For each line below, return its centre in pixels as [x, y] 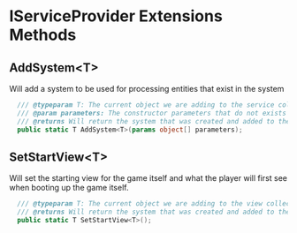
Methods [43, 35]
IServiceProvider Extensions [116, 16]
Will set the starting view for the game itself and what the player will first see [148, 178]
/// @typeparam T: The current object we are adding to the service [146, 105]
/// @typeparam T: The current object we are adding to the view [140, 204]
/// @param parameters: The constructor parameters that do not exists [152, 113]
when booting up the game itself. [69, 188]
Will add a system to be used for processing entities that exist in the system [147, 89]
